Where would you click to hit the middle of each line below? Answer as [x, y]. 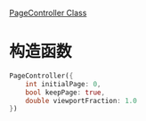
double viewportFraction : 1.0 [81, 101]
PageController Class [48, 13]
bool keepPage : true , [65, 93]
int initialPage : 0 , [63, 84]
